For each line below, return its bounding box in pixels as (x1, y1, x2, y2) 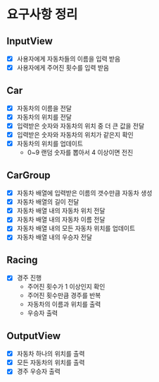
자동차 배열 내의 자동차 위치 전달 (16, 206, 106, 215)
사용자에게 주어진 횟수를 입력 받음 (16, 64, 110, 72)
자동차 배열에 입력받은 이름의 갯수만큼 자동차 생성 (16, 189, 153, 198)
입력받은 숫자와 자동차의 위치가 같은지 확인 (16, 131, 134, 139)
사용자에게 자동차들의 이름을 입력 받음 (16, 54, 121, 63)
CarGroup (6, 169, 51, 181)
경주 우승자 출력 (16, 367, 61, 376)
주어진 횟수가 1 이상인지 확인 (27, 282, 106, 291)
